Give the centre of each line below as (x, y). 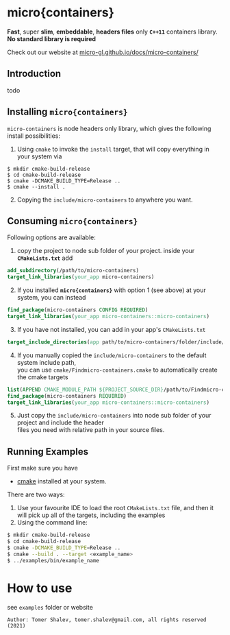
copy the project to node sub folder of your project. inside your (106, 251)
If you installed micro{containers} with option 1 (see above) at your (112, 290)
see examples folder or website (50, 607)
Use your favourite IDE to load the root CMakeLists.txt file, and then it (115, 508)
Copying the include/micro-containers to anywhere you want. (105, 200)
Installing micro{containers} (67, 112)
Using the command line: (52, 523)
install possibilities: (34, 136)
